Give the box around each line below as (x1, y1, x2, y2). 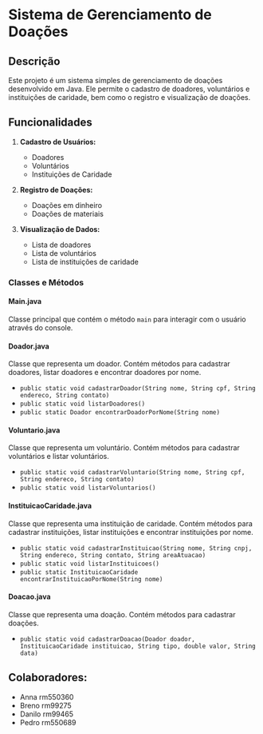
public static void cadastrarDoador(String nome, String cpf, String (19, 385, 257, 393)
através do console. (8, 322, 73, 333)
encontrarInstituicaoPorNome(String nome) (19, 575, 163, 583)
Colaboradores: (8, 671, 88, 684)
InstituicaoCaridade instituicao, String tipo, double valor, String (19, 642, 257, 650)
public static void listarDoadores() (19, 400, 146, 409)
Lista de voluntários (31, 248, 97, 257)
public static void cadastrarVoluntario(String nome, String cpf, (19, 469, 245, 477)
